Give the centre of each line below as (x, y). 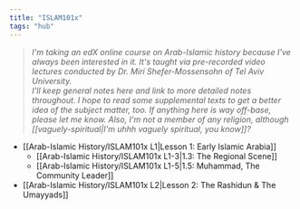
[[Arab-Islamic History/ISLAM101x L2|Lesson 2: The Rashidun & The (149, 185)
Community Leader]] (75, 175)
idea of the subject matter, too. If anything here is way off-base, (151, 109)
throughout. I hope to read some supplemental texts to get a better (156, 100)
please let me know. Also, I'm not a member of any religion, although (160, 119)
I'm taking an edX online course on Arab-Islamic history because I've (161, 52)
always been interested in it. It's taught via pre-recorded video (148, 62)
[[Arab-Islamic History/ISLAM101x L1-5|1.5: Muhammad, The (148, 166)
